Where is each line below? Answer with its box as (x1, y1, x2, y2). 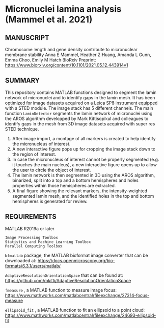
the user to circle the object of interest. (12, 167, 91, 173)
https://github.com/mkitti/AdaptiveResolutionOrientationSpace (5, 277, 131, 283)
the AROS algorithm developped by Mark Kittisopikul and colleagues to (5, 116, 149, 121)
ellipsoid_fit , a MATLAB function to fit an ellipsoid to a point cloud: (5, 307, 145, 313)
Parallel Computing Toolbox (5, 243, 63, 249)
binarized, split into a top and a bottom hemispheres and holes (12, 177, 139, 183)
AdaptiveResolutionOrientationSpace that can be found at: (5, 272, 124, 278)
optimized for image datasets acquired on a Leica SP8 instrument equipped (5, 100, 158, 106)
